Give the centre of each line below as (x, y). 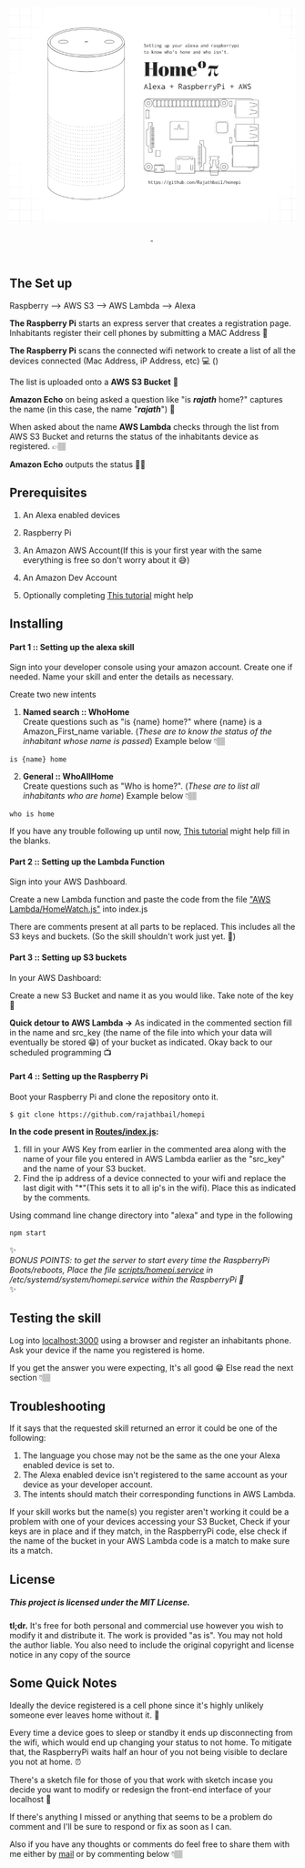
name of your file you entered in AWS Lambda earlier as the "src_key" (153, 1159)
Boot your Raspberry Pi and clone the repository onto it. (114, 1097)
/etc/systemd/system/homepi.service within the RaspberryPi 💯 (127, 1279)
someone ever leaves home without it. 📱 (85, 1715)
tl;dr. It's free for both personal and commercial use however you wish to (147, 1625)
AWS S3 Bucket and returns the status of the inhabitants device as (134, 436)
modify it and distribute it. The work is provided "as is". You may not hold (146, 1635)
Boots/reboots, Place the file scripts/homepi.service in (112, 1270)
